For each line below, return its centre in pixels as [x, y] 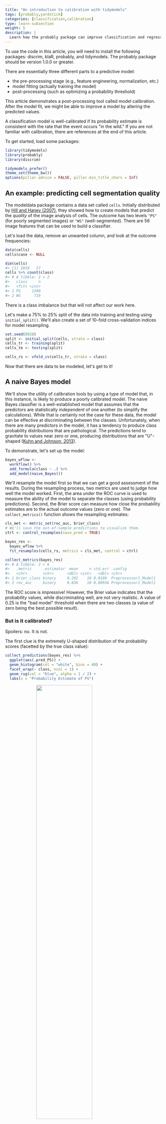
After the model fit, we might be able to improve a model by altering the [78, 106]
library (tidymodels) [26, 150]
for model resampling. [28, 325]
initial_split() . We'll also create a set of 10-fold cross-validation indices [81, 320]
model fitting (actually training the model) [54, 86]
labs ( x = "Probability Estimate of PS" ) [52, 678]
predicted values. [23, 111]
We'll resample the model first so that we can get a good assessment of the [82, 483]
